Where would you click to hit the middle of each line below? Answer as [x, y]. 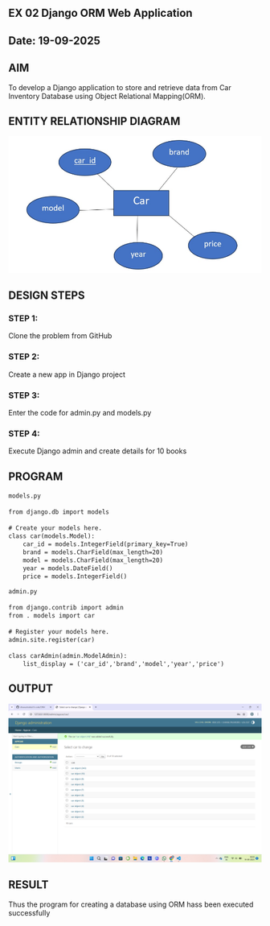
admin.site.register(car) [51, 640]
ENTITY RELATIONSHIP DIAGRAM [94, 121]
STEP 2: [24, 357]
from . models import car [51, 616]
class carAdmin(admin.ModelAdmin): [68, 656]
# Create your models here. [55, 528]
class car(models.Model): [51, 536]
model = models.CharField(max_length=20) [93, 560]
